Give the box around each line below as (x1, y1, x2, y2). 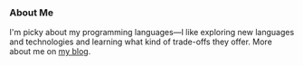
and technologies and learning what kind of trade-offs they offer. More (9, 36, 273, 47)
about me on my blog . (9, 46, 91, 57)
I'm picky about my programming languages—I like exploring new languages (9, 27, 295, 38)
